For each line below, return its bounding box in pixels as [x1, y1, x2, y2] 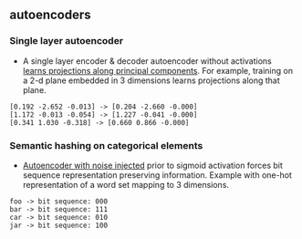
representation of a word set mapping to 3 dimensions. [22, 179, 230, 190]
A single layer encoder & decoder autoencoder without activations [22, 55, 272, 67]
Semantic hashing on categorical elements [9, 139, 203, 151]
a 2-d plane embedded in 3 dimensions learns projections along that [22, 75, 280, 86]
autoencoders [9, 7, 91, 23]
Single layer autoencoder [9, 35, 124, 47]
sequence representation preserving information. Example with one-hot [22, 169, 292, 181]
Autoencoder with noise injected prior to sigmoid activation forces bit [22, 160, 283, 171]
